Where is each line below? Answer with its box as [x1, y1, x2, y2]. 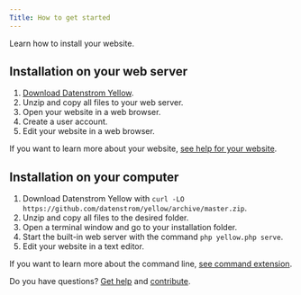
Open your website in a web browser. [22, 107, 161, 118]
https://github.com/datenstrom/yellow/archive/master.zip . [22, 203, 248, 214]
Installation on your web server [9, 64, 187, 79]
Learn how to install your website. [9, 38, 135, 49]
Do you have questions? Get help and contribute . [9, 276, 191, 287]
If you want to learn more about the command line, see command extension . [9, 258, 293, 270]
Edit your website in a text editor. [22, 241, 144, 252]
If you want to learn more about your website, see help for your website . [9, 143, 278, 154]
